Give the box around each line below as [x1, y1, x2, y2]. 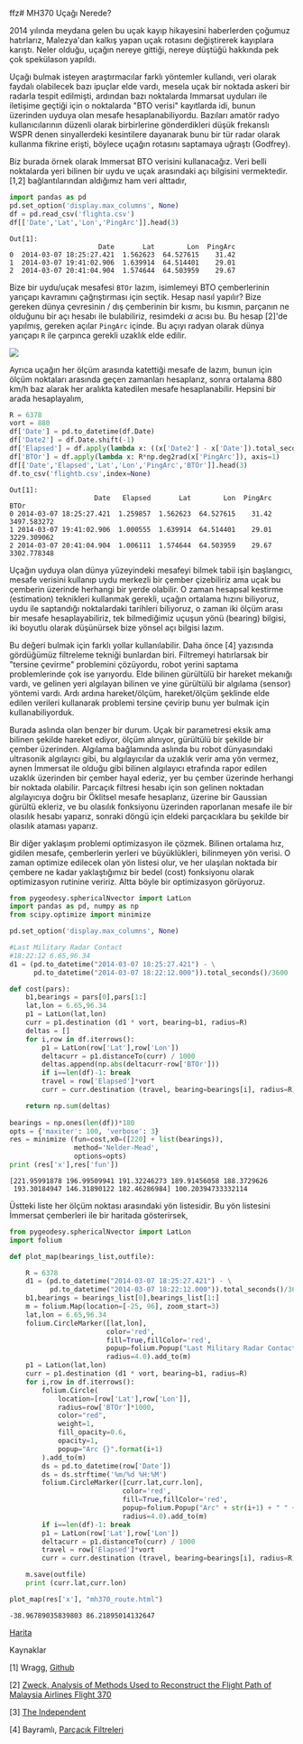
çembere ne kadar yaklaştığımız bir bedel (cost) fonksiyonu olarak [9, 866, 255, 877]
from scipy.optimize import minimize [9, 910, 151, 919]
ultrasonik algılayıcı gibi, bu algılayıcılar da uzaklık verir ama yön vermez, [9, 753, 280, 764]
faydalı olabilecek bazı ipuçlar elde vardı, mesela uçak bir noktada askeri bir [9, 81, 290, 91]
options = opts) [73, 1152, 127, 1161]
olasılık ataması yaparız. [9, 820, 98, 831]
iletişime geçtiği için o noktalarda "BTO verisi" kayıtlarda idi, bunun [9, 100, 256, 111]
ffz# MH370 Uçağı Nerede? [9, 8, 112, 18]
